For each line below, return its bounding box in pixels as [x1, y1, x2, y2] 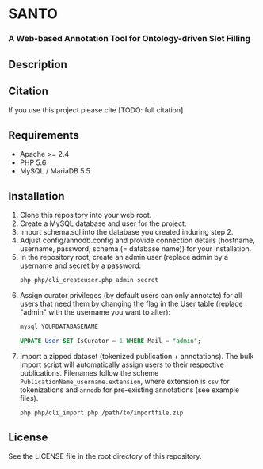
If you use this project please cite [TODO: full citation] [8, 105, 184, 115]
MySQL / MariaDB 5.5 [19, 166, 91, 176]
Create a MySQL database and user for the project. [19, 219, 187, 228]
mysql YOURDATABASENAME [19, 322, 99, 330]
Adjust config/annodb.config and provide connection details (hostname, [19, 235, 255, 245]
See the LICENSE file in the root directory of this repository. [8, 452, 202, 461]
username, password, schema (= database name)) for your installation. [19, 243, 252, 254]
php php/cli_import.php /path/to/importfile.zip [19, 409, 184, 417]
